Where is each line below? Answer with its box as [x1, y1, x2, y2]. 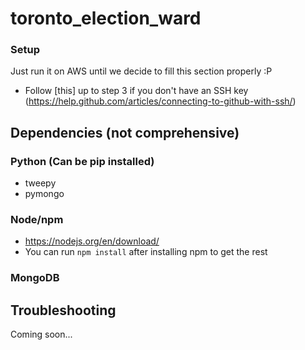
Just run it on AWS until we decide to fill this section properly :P [10, 65, 273, 77]
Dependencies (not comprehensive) [10, 124, 240, 141]
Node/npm [10, 213, 64, 227]
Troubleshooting [10, 302, 117, 319]
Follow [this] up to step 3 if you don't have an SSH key [24, 85, 249, 97]
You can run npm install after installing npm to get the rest [24, 246, 268, 258]
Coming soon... [10, 328, 73, 341]
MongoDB [10, 271, 60, 285]
